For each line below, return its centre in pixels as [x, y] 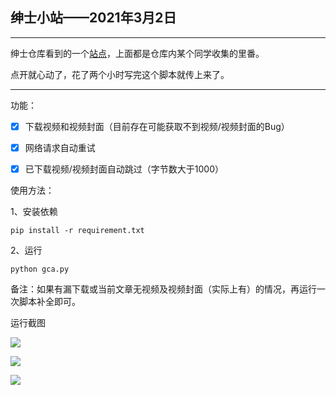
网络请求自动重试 [60, 147]
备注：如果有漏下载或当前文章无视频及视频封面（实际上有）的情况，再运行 [163, 289]
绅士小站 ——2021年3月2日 [93, 18]
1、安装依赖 [34, 211]
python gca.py [40, 269]
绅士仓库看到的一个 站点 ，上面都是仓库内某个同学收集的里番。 [137, 53]
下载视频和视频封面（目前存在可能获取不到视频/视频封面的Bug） [157, 126]
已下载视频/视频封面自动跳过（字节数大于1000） [124, 169]
